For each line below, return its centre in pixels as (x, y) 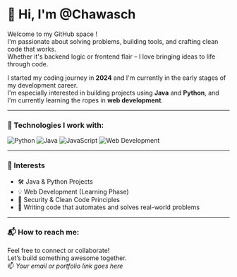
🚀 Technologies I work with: (56, 125)
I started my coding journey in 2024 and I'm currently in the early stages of (117, 78)
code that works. (32, 49)
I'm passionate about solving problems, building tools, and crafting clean (113, 41)
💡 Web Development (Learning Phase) (73, 191)
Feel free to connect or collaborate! (59, 250)
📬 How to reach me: (43, 232)
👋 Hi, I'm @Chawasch (72, 14)
